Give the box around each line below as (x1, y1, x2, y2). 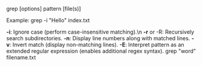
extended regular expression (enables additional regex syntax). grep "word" (6, 47, 196, 55)
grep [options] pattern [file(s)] (6, 5, 81, 12)
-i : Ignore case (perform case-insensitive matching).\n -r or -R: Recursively (6, 28, 195, 35)
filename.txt (6, 54, 36, 61)
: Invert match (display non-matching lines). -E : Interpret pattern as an (9, 41, 184, 48)
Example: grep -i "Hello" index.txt (6, 17, 90, 23)
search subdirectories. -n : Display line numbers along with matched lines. (6, 35, 190, 41)
